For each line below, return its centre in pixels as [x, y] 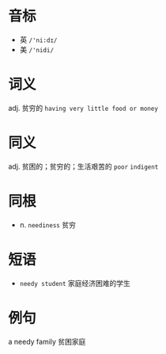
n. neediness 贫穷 [48, 225]
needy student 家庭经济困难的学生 [75, 283]
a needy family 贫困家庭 [47, 341]
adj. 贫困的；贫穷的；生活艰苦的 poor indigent [83, 166]
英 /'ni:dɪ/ [38, 40]
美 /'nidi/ [36, 49]
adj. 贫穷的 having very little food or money [83, 108]
